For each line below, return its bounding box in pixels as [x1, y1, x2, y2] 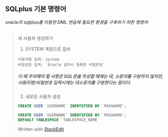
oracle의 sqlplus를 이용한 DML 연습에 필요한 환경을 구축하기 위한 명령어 [5, 19, 148, 25]
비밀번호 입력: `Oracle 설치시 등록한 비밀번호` [17, 62, 105, 67]
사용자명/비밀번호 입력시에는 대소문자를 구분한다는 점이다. [17, 80, 132, 86]
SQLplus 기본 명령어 [5, 5, 67, 14]
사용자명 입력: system [17, 57, 59, 62]
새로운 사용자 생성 [25, 93, 61, 99]
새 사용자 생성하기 [17, 35, 53, 41]
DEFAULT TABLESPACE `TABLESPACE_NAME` [17, 117, 100, 122]
